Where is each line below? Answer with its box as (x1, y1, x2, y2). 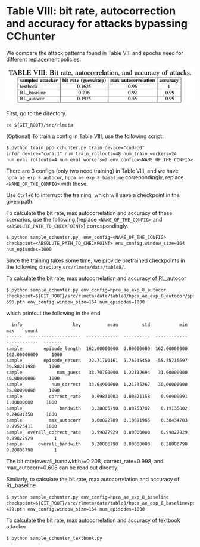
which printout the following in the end (6, 309, 101, 316)
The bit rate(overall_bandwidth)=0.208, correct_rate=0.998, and (6, 457, 164, 465)
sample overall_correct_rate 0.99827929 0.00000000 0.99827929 (6, 429, 187, 435)
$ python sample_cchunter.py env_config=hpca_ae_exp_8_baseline (6, 494, 169, 500)
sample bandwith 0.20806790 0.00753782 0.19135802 (6, 405, 187, 411)
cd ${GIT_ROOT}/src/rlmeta (6, 122, 73, 128)
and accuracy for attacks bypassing (6, 17, 188, 30)
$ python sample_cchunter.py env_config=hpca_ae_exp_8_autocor (6, 287, 167, 293)
